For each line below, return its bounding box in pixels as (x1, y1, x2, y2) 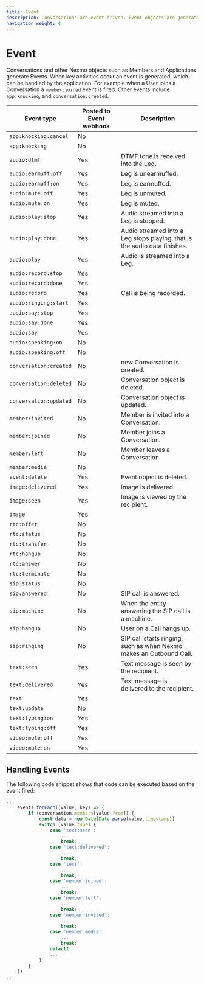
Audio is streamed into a (121, 252, 190, 260)
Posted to (81, 107, 110, 116)
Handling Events (6, 764, 70, 774)
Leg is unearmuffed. (121, 170, 178, 178)
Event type (24, 114, 56, 123)
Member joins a (121, 428, 165, 437)
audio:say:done (9, 319, 53, 326)
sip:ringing (9, 642, 44, 650)
